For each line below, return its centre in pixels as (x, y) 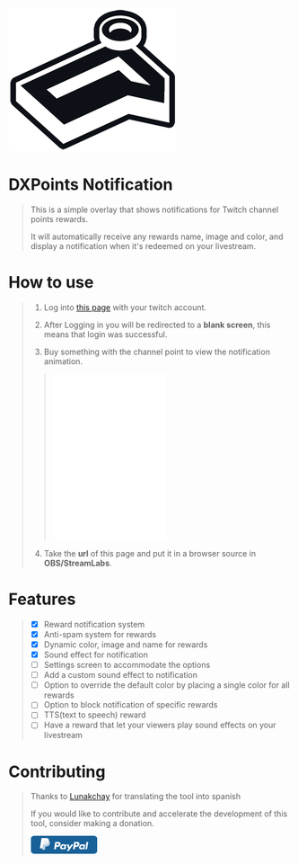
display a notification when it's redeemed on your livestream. (143, 245)
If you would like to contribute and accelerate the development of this (159, 814)
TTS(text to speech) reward (95, 715)
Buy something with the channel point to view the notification (157, 352)
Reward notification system (94, 624)
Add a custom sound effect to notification (121, 675)
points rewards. (59, 218)
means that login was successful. (105, 334)
